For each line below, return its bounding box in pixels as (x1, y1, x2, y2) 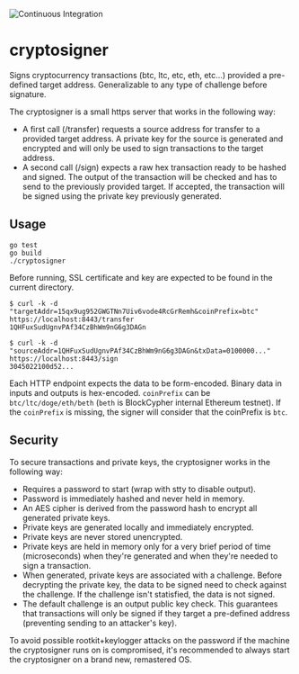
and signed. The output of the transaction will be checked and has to (22, 171, 277, 182)
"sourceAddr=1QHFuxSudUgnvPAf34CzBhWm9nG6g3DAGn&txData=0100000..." (9, 346, 271, 355)
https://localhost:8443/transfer (9, 315, 135, 324)
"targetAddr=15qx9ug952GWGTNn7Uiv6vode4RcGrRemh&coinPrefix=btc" (9, 307, 259, 316)
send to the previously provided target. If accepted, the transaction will (22, 181, 286, 192)
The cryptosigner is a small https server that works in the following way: (9, 106, 276, 117)
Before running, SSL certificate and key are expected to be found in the (9, 272, 273, 283)
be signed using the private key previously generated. (22, 190, 222, 202)
